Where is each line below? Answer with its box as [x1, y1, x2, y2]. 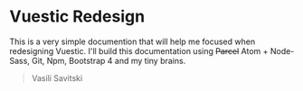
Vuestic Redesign [9, 6, 146, 27]
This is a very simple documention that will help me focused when [9, 36, 256, 47]
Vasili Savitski [31, 72, 83, 83]
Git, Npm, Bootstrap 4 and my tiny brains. [31, 55, 186, 66]
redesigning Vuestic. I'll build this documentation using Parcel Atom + [9, 45, 269, 56]
